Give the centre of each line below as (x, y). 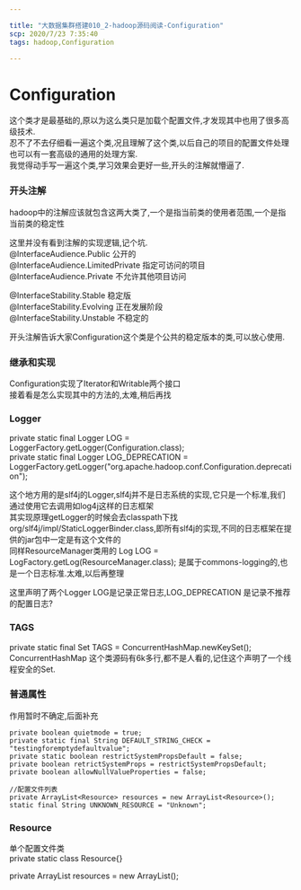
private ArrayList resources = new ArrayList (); (94, 876)
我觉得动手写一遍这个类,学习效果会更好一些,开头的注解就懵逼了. (127, 165)
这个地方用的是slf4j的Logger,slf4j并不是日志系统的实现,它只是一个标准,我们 (147, 495)
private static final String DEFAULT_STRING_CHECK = (110, 740)
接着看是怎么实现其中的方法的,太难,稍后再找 (91, 394)
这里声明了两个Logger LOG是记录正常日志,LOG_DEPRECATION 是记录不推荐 (150, 593)
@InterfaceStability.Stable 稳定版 (71, 295)
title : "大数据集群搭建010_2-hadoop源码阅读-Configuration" (117, 25)
